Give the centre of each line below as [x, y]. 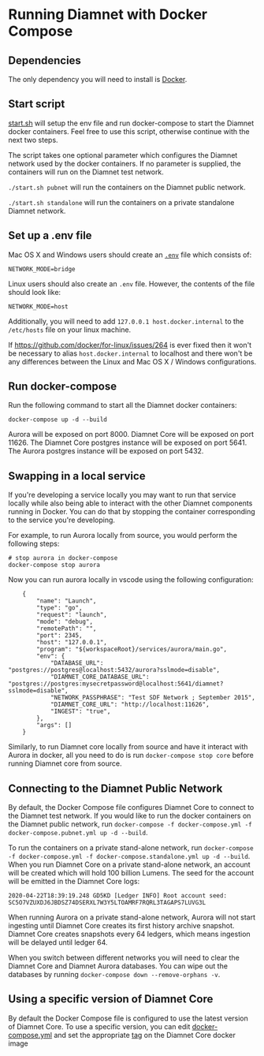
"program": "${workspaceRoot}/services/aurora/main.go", [132, 649]
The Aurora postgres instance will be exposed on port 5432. [106, 451]
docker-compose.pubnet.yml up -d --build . [78, 833]
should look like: [35, 292]
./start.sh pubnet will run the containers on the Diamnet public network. [127, 187]
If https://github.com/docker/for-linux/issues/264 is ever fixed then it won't [130, 345]
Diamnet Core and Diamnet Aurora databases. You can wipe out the [118, 966]
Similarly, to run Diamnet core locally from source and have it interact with [128, 747]
